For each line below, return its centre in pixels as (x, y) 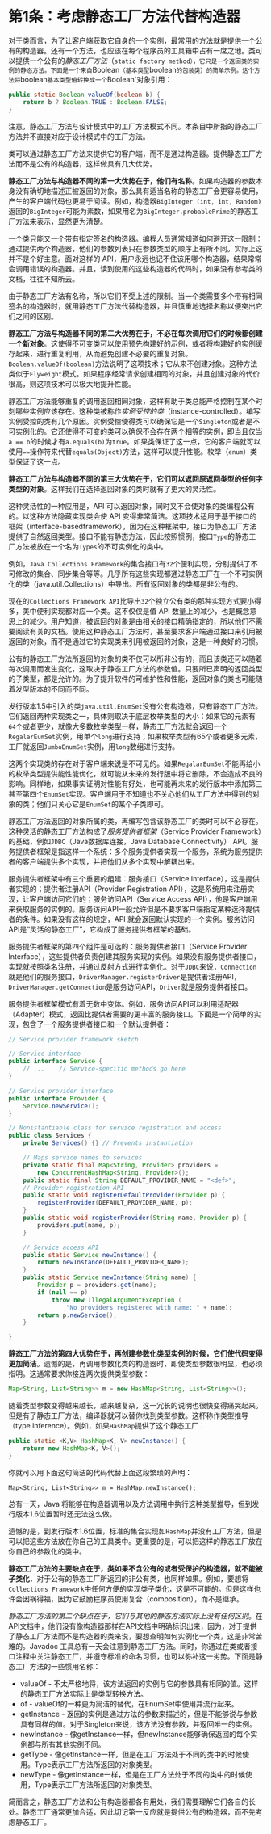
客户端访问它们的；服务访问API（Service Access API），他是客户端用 (144, 898)
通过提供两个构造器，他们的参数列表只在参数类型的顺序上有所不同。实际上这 (135, 248)
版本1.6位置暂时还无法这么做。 (66, 1514)
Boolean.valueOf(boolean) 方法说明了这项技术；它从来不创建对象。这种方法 (133, 364)
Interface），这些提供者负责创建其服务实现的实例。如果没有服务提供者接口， (135, 956)
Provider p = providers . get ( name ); (97, 1285)
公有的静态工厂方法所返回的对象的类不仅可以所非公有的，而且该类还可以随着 (135, 658)
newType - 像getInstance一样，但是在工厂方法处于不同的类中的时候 (133, 1774)
